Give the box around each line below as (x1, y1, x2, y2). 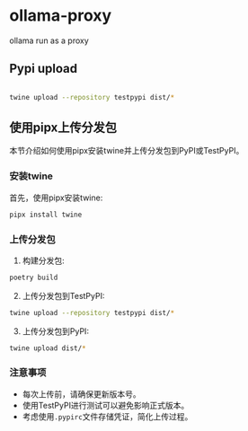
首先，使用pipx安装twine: (9, 192, 103, 203)
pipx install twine (9, 210, 83, 219)
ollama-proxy (9, 5, 112, 26)
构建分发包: (22, 255, 65, 266)
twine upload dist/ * (9, 343, 87, 353)
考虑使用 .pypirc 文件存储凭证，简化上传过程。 (22, 410, 193, 422)
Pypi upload (9, 61, 78, 76)
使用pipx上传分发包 (9, 120, 117, 136)
